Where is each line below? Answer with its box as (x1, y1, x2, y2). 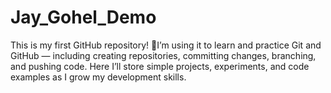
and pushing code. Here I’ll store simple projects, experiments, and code (10, 60, 310, 72)
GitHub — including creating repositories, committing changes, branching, (10, 49, 317, 61)
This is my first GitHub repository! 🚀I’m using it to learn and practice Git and (10, 39, 322, 51)
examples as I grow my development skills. (10, 71, 187, 83)
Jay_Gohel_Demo (10, 6, 157, 29)
